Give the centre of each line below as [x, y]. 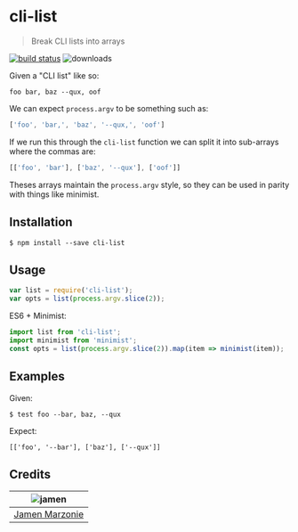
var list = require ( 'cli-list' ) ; [71, 291]
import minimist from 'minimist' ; [73, 340]
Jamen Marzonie [49, 514]
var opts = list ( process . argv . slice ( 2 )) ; [87, 299]
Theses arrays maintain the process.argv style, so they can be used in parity [149, 184]
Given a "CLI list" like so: [54, 75]
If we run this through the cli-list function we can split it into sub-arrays [144, 142]
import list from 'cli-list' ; [65, 332]
